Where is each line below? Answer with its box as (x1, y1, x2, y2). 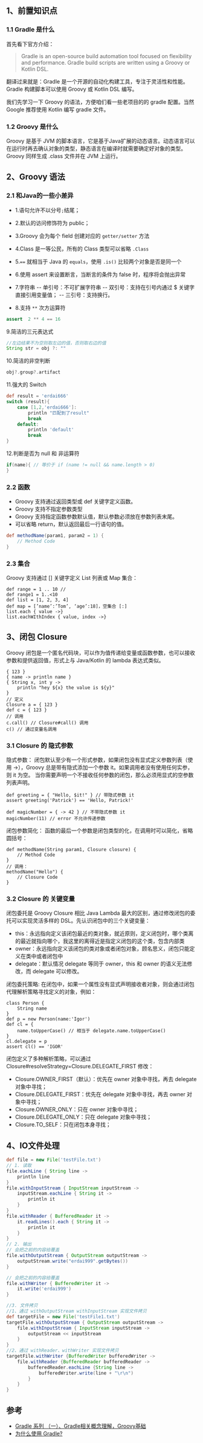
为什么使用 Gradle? (14, 1430, 63, 1438)
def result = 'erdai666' (6, 393, 69, 399)
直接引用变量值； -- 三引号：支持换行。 (14, 291, 114, 298)
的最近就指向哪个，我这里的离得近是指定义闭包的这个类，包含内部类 (14, 938, 185, 945)
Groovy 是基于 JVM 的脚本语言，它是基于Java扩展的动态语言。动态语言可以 (6, 137, 195, 144)
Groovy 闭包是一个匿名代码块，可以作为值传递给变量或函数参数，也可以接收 (6, 649, 195, 656)
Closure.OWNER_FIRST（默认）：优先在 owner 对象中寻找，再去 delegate (14, 1076, 197, 1083)
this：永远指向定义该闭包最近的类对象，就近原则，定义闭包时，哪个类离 (14, 930, 194, 937)
